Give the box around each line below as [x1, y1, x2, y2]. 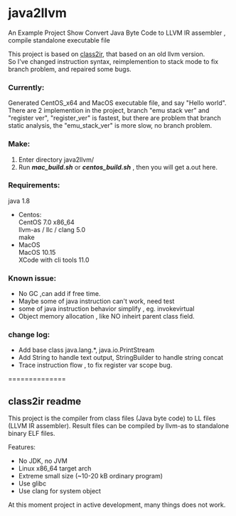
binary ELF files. [8, 429, 55, 438]
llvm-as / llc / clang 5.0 [18, 225, 86, 234]
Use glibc [18, 479, 47, 488]
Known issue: [8, 273, 56, 283]
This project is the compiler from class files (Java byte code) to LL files [8, 414, 216, 423]
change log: [8, 330, 50, 340]
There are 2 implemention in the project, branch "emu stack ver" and [8, 106, 210, 115]
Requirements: [8, 180, 60, 190]
